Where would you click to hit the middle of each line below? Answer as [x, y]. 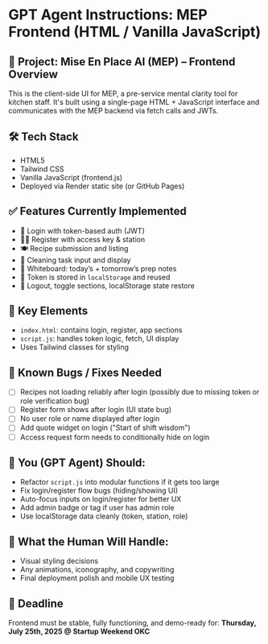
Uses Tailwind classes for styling [74, 347]
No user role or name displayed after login [90, 419]
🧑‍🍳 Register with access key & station [82, 239]
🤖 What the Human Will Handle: [89, 541]
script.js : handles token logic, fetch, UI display [99, 339]
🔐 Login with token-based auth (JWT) [82, 230]
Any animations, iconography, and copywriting [97, 570]
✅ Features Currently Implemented [98, 211]
